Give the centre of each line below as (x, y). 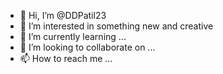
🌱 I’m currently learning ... (73, 36)
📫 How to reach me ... (66, 58)
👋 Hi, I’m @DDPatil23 (63, 15)
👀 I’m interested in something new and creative (116, 26)
